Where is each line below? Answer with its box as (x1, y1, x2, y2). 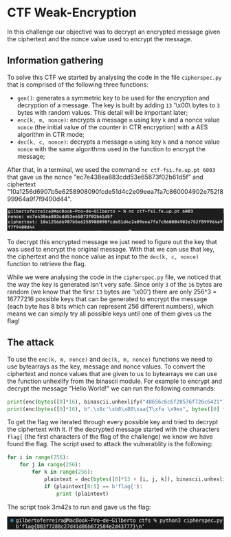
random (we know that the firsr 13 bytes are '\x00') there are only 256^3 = (7, 287, 217, 296)
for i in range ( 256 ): (7, 454, 69, 461)
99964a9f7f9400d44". (7, 195, 72, 203)
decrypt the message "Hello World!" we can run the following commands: (7, 384, 216, 393)
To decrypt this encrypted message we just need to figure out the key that (7, 237, 218, 245)
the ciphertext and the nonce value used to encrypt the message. (7, 34, 192, 43)
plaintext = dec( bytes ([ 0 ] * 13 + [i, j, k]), (43, 476, 174, 483)
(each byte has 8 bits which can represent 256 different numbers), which (7, 302, 214, 310)
